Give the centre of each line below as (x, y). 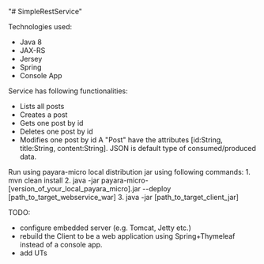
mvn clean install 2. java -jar (54, 180)
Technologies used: (40, 26)
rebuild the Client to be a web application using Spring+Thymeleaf (127, 236)
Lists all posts (42, 106)
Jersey (31, 59)
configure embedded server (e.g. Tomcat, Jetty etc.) (106, 228)
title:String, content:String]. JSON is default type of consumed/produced (138, 148)
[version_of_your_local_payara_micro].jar (74, 189)
